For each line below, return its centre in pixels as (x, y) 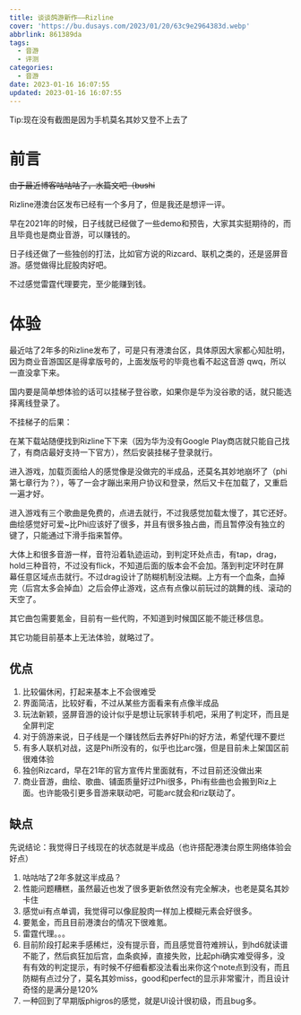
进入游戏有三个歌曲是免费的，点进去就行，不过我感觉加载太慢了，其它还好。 (150, 513)
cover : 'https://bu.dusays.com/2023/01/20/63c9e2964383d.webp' (130, 26)
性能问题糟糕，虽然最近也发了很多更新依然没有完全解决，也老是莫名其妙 (155, 888)
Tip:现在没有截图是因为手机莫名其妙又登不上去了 (99, 119)
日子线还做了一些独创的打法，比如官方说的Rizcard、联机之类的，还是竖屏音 (149, 254)
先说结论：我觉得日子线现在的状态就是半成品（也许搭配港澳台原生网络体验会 (150, 847)
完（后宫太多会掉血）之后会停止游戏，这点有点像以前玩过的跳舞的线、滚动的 (150, 588)
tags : (19, 43)
